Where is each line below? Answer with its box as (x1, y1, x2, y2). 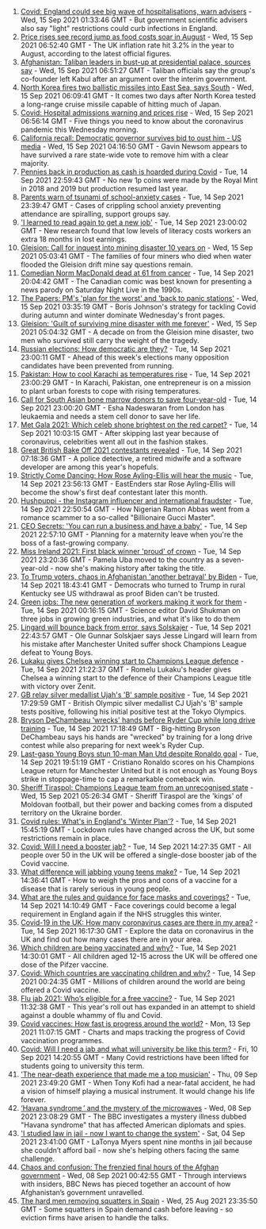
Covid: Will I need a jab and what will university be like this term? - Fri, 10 (20, 1044, 258, 1054)
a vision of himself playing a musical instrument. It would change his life (20, 1087, 256, 1096)
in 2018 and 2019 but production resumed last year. (20, 184, 188, 193)
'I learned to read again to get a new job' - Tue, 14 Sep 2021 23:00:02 (20, 218, 248, 227)
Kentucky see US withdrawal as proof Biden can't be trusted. (20, 589, 220, 598)
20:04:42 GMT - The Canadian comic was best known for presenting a (20, 277, 253, 286)
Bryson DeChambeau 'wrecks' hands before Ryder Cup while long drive (20, 715, 256, 725)
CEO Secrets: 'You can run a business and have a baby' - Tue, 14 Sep (20, 522, 248, 530)
